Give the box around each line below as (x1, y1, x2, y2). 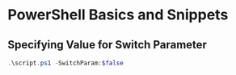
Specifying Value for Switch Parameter (7, 38, 208, 52)
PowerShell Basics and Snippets (7, 6, 229, 24)
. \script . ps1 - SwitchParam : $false (7, 59, 124, 67)
